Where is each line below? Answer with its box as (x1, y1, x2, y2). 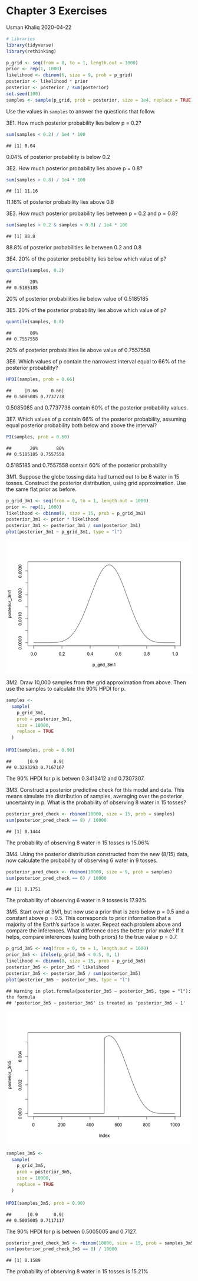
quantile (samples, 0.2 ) (6, 268, 65, 274)
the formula (6, 994, 35, 1000)
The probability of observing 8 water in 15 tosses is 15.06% (6, 839, 150, 846)
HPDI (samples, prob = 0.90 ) (6, 747, 75, 753)
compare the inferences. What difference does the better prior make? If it (6, 927, 184, 934)
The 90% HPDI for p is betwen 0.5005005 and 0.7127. (6, 1228, 137, 1235)
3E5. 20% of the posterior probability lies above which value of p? (6, 307, 167, 314)
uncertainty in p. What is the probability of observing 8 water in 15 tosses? (6, 799, 187, 806)
